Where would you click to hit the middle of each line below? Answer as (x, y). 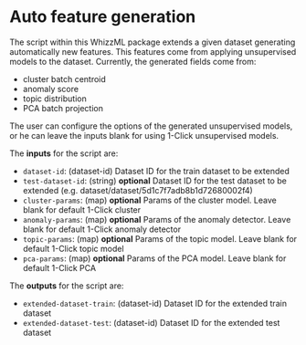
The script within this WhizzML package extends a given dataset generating (153, 42)
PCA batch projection (63, 108)
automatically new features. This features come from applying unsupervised (153, 51)
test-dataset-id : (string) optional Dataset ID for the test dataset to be (155, 181)
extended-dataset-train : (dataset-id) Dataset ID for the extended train (155, 303)
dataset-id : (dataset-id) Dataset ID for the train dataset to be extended (156, 171)
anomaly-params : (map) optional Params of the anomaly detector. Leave (157, 219)
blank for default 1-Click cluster (82, 209)
